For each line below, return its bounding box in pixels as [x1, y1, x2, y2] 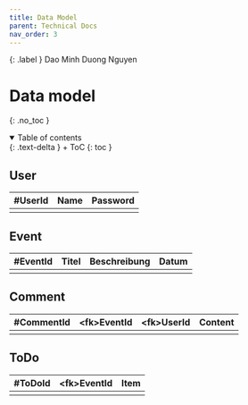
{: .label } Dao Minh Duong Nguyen [9, 55, 138, 65]
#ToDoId [13, 376, 51, 389]
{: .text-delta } [9, 142, 61, 153]
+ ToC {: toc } [62, 142, 112, 153]
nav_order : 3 [9, 30, 58, 38]
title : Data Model [9, 13, 78, 22]
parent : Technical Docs [9, 21, 98, 30]
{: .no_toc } [9, 115, 50, 126]
